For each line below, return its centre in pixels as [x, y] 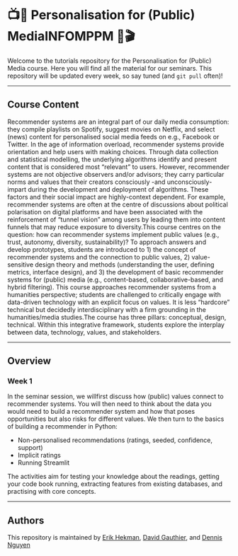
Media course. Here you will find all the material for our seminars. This [110, 68]
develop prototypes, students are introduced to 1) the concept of [102, 249]
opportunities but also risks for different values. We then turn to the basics [116, 419]
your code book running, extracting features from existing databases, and [115, 484]
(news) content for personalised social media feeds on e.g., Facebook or [113, 137]
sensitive [21, 265]
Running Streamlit [44, 463]
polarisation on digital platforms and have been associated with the [105, 212]
